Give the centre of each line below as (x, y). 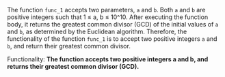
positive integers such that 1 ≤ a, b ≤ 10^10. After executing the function (108, 17)
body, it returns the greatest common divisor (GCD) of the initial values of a (113, 24)
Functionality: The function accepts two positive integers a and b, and (108, 59)
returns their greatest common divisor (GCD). (73, 66)
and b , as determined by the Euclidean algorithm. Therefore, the (97, 31)
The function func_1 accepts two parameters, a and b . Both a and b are (106, 10)
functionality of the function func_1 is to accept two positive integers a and (112, 39)
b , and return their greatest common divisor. (69, 46)
